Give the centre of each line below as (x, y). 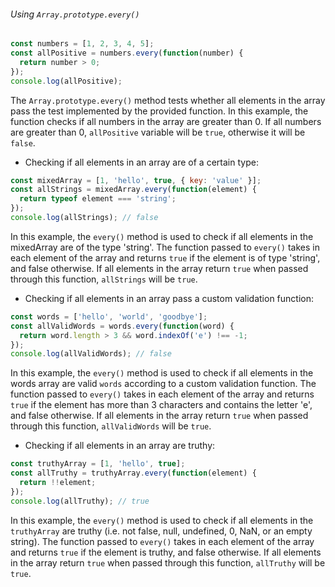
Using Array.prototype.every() (75, 14)
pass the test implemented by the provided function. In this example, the (159, 111)
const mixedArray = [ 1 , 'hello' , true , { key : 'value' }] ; (136, 180)
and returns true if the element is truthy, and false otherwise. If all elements (166, 552)
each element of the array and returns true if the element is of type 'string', (165, 257)
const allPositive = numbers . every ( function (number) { (127, 53)
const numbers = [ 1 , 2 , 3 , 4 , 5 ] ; (82, 44)
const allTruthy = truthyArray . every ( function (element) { (133, 473)
